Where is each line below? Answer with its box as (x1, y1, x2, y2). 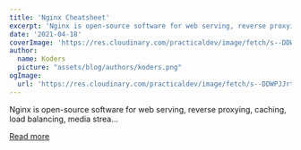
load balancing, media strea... (9, 113, 119, 124)
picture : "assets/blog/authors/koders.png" (17, 63, 182, 72)
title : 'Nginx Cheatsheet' (9, 12, 110, 22)
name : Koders (17, 54, 66, 63)
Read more (9, 130, 50, 141)
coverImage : (9, 37, 54, 47)
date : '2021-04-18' (9, 29, 82, 38)
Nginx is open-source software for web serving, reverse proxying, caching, (9, 104, 287, 114)
